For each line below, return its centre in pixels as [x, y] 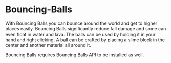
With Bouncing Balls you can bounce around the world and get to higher [81, 23]
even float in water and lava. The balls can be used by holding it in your [80, 34]
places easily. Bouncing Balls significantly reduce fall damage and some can [86, 28]
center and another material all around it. [48, 45]
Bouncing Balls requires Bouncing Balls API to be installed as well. [75, 55]
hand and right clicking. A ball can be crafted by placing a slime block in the [85, 40]
